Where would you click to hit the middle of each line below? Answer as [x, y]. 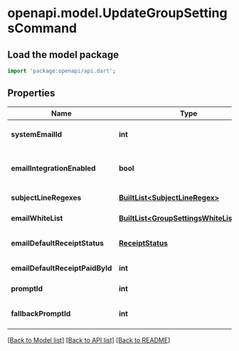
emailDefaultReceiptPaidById [62, 268]
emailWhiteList [37, 218]
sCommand [42, 28]
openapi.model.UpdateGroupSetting [117, 13]
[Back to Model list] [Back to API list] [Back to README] [89, 340]
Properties [31, 93]
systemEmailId [37, 134]
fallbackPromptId [41, 313]
